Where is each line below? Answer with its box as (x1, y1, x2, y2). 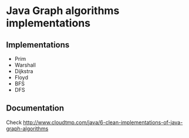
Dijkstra (14, 68, 33, 74)
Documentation (6, 103, 65, 113)
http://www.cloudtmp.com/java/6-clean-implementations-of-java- (23, 119, 183, 126)
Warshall (14, 61, 36, 68)
